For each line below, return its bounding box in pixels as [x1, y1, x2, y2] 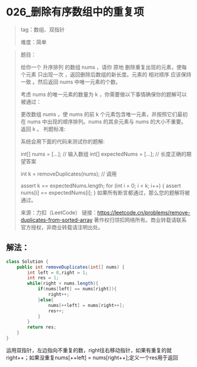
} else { [37, 297, 54, 303]
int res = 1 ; [27, 275, 59, 281]
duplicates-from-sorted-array [20, 216, 93, 223]
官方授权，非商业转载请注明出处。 [20, 223, 103, 230]
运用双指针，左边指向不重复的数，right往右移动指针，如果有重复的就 [6, 346, 172, 353]
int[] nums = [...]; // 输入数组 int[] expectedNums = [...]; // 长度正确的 [20, 150, 186, 157]
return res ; [27, 325, 57, 330]
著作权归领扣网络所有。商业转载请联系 [94, 216, 187, 223]
